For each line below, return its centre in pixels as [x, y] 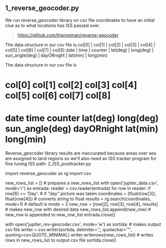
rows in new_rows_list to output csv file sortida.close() [61, 240]
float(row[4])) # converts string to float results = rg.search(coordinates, [78, 199]
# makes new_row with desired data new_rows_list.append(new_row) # [78, 209]
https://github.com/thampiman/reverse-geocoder [68, 35]
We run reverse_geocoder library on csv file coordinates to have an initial [80, 20]
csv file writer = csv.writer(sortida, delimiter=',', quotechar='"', [69, 229]
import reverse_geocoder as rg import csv [48, 173]
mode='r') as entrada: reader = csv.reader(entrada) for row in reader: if [78, 188]
